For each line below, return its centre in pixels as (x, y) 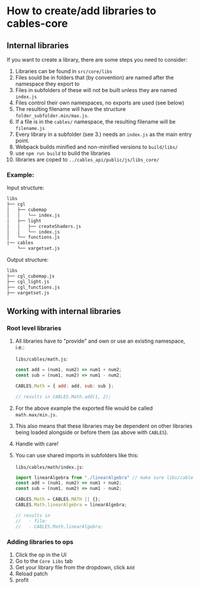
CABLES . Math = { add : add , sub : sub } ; (65, 386)
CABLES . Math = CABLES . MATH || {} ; (58, 499)
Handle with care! (37, 444)
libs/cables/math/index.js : (49, 467)
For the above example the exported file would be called (84, 408)
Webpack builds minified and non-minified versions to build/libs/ (97, 147)
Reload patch (31, 574)
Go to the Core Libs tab (44, 561)
